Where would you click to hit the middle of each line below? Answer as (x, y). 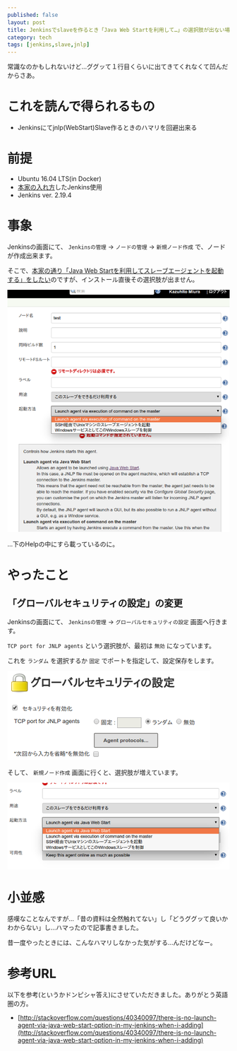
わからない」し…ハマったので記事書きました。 (75, 927)
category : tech (30, 37)
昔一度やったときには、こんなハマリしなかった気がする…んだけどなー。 (112, 942)
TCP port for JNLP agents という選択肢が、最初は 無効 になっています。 (111, 645)
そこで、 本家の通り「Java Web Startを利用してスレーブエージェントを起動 (116, 270)
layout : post (26, 22)
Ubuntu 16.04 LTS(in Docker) (60, 179)
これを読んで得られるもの (81, 107)
